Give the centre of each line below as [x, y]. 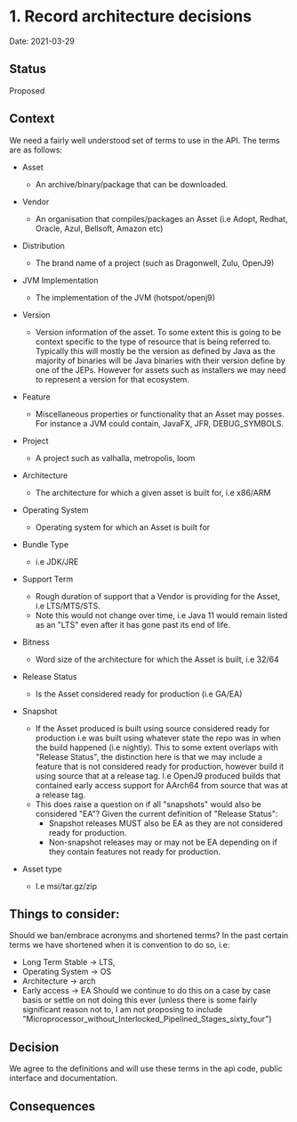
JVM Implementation [60, 280]
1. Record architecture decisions [130, 16]
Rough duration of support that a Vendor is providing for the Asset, [157, 596]
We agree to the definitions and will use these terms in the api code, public [146, 1068]
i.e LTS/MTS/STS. [68, 606]
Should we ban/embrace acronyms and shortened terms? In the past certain [149, 936]
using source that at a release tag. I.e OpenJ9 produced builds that [158, 775]
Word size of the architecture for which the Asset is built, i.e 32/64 [157, 659]
